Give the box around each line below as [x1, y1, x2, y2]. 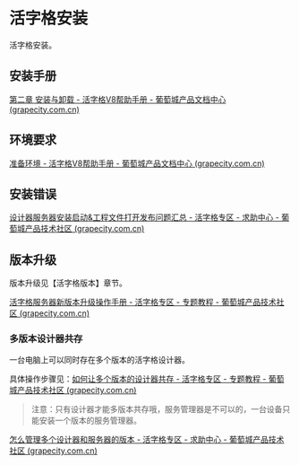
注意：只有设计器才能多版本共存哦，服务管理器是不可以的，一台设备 [30, 404, 283, 415]
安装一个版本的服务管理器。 [38, 415, 141, 426]
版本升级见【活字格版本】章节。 [9, 277, 127, 288]
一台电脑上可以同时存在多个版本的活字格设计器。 [9, 355, 190, 365]
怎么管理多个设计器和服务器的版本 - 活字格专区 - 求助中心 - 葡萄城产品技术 [9, 434, 285, 445]
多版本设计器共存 [9, 333, 83, 346]
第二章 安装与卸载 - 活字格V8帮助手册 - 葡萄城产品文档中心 [9, 93, 226, 104]
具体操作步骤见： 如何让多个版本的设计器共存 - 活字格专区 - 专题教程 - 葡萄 [9, 373, 285, 384]
